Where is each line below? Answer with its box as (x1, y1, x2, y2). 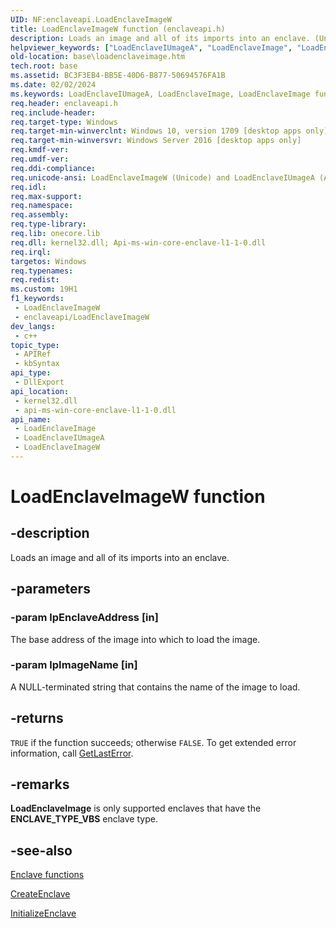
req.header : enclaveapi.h (10, 98, 118, 108)
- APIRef (14, 349, 52, 360)
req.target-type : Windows (10, 117, 118, 127)
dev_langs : (10, 321, 56, 331)
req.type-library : (10, 219, 87, 230)
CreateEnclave (10, 888, 71, 900)
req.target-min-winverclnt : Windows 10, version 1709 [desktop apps (10, 126, 302, 136)
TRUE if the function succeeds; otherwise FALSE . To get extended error (10, 736, 297, 748)
